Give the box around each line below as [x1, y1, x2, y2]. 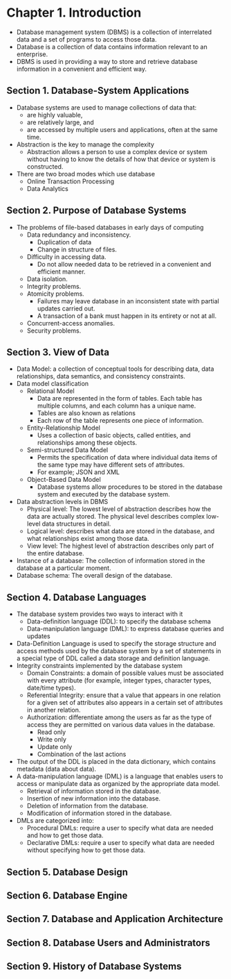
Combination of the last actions [37, 750, 127, 758]
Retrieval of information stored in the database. [26, 787, 161, 796]
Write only [37, 735, 67, 744]
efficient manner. [37, 267, 86, 276]
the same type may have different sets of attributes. [37, 460, 185, 469]
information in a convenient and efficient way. [16, 65, 147, 73]
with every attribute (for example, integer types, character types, [26, 676, 212, 685]
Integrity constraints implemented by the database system [16, 662, 183, 670]
